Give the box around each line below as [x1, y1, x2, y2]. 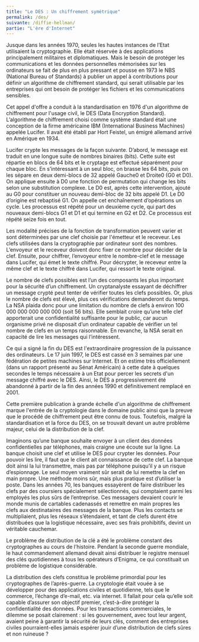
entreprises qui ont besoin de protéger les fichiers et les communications [6, 85, 185, 93]
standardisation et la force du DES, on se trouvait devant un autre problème [6, 419, 190, 427]
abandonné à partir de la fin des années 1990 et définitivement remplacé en [6, 383, 191, 390]
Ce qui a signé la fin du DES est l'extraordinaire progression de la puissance [6, 345, 191, 352]
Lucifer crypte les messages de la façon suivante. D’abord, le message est [6, 147, 188, 154]
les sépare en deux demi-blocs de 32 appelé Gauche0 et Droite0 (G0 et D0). [6, 171, 193, 179]
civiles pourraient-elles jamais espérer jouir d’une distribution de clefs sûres [6, 624, 191, 631]
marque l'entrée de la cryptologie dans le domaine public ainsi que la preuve [6, 407, 193, 414]
